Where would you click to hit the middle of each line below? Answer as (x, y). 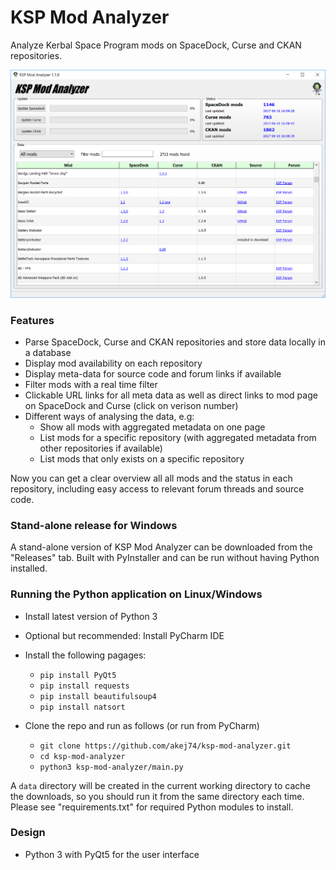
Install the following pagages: (85, 655)
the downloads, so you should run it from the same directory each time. (157, 796)
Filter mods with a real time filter (91, 384)
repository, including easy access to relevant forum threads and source (157, 488)
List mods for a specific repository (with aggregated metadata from (178, 437)
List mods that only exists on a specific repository (142, 458)
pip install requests (84, 686)
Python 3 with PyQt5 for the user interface (112, 854)
